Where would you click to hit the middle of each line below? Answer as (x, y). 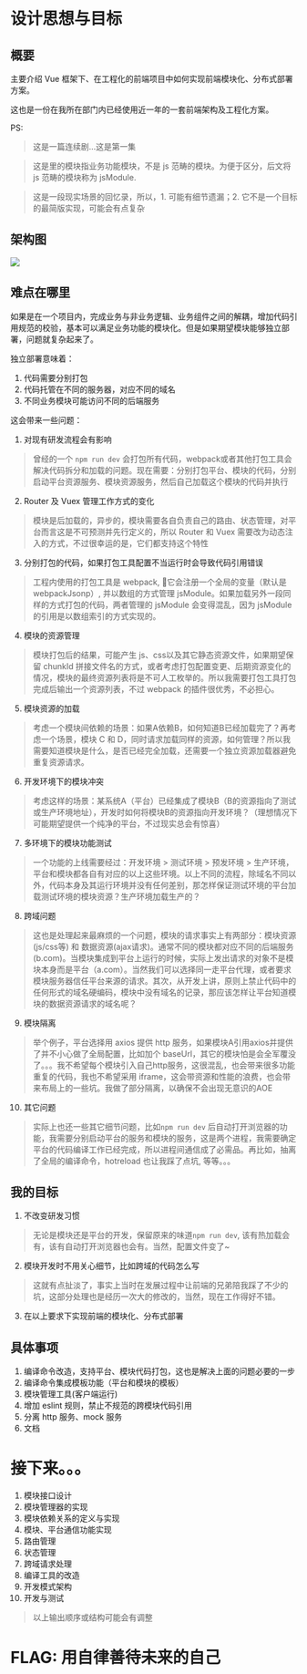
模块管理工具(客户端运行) (71, 1394)
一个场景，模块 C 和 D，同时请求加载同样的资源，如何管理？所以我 (165, 739)
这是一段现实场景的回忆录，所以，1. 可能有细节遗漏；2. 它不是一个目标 (165, 196)
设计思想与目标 (67, 19)
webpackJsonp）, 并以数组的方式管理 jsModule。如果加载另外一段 (158, 593)
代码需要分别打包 (56, 377)
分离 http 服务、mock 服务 (72, 1417)
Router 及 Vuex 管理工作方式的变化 (89, 501)
